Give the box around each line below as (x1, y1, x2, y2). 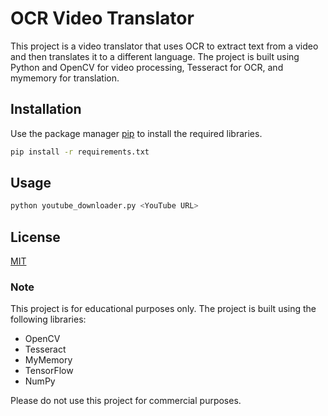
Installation (10, 101, 82, 118)
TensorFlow (24, 365, 74, 377)
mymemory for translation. (10, 72, 120, 84)
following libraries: (10, 313, 87, 326)
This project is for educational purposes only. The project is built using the (10, 303, 317, 315)
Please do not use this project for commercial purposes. (10, 395, 242, 407)
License (10, 228, 61, 246)
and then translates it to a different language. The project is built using (10, 50, 300, 62)
